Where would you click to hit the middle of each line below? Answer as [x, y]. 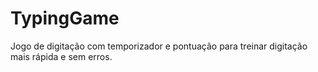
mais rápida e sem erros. [61, 56]
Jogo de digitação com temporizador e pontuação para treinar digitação [159, 46]
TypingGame [65, 18]
